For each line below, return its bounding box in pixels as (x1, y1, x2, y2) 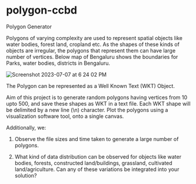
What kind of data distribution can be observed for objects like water (14, 153, 181, 160)
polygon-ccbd (6, 4, 78, 17)
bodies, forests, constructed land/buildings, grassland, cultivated (14, 159, 172, 166)
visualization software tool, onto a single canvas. (6, 113, 124, 120)
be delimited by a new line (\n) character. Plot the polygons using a (6, 106, 168, 113)
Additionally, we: (6, 124, 46, 131)
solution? (14, 172, 37, 179)
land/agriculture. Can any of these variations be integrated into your (14, 166, 180, 173)
